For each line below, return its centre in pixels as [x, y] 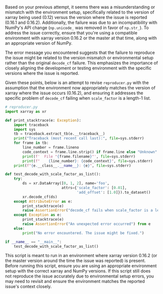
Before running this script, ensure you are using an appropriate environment [81, 266]
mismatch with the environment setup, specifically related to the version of [80, 12]
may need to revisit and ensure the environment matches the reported [75, 281]
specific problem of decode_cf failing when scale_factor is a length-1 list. [78, 98]
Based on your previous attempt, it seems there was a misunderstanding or [80, 7]
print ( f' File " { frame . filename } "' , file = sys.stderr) [79, 156]
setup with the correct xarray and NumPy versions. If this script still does [78, 271]
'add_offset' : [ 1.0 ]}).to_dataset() [114, 192]
